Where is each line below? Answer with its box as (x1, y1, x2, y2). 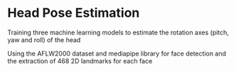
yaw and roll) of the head (7, 35, 81, 44)
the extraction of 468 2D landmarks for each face (7, 56, 153, 65)
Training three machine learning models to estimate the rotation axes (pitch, (7, 28, 230, 37)
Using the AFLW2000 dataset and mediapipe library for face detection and (7, 49, 226, 58)
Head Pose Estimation (7, 5, 140, 21)
